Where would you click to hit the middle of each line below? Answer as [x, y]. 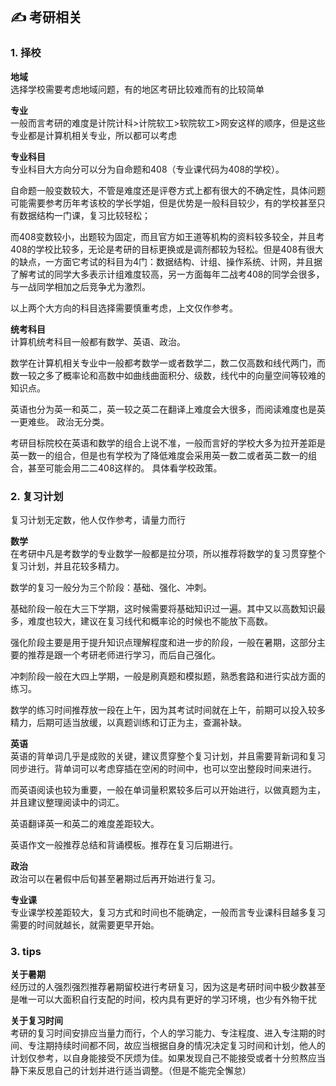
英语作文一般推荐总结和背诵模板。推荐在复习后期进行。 [124, 844]
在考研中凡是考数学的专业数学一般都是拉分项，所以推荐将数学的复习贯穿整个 [168, 553]
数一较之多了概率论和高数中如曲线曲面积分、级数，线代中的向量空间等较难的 [168, 375]
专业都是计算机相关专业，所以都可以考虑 [93, 135]
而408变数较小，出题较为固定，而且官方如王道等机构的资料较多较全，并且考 [167, 236]
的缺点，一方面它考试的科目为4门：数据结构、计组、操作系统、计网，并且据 [166, 261]
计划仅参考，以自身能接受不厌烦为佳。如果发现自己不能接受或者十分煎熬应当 [168, 1058]
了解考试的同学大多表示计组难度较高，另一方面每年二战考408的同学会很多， [167, 274]
